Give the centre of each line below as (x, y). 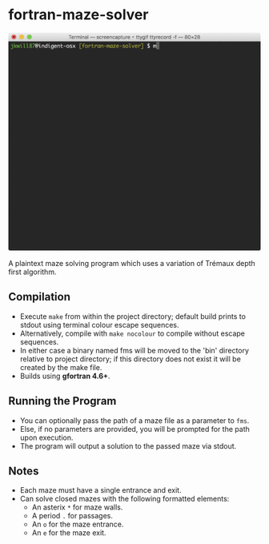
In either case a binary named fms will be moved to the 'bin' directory (134, 350)
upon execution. (46, 437)
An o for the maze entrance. (78, 524)
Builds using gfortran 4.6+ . (65, 376)
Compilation (39, 297)
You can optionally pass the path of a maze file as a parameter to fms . (134, 420)
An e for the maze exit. (69, 533)
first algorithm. (32, 272)
